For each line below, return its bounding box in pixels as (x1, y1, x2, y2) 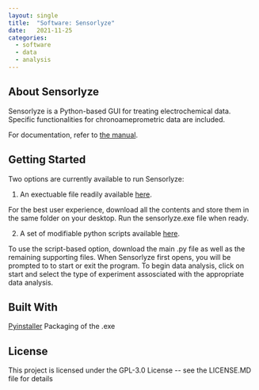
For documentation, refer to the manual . (8, 130, 139, 140)
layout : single (8, 11, 59, 20)
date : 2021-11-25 (8, 26, 73, 34)
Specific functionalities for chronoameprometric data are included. (8, 114, 226, 124)
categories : (8, 33, 48, 42)
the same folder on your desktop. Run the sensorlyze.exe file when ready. (8, 213, 249, 223)
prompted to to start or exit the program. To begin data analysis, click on (8, 261, 244, 270)
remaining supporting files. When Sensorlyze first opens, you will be (8, 252, 231, 262)
